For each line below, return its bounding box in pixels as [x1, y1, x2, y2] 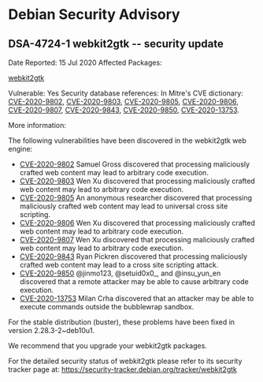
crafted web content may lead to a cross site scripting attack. [19, 260, 219, 269]
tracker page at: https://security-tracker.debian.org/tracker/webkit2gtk [8, 365, 238, 374]
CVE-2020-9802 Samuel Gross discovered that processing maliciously [19, 159, 250, 169]
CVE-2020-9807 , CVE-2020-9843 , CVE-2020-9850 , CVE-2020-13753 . [8, 105, 240, 114]
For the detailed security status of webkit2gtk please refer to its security [8, 357, 243, 365]
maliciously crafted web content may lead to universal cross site [19, 201, 228, 211]
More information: [8, 121, 67, 129]
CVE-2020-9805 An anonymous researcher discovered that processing [19, 193, 253, 202]
